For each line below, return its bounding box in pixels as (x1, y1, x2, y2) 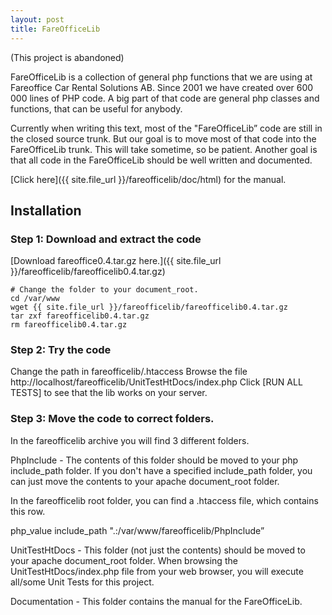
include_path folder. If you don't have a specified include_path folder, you (10, 464, 313, 476)
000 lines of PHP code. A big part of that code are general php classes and (10, 92, 320, 104)
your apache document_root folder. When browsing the (10, 554, 238, 566)
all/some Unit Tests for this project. (10, 576, 155, 588)
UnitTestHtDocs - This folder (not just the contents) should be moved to (10, 544, 306, 556)
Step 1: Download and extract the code (10, 232, 202, 246)
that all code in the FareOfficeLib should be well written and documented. (10, 154, 313, 166)
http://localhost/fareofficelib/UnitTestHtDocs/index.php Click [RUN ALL (10, 376, 303, 388)
